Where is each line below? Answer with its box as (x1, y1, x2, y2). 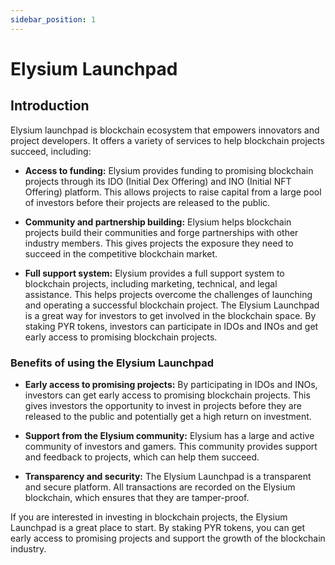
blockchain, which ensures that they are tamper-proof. (24, 491, 250, 503)
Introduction (10, 97, 90, 115)
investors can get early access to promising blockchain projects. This (24, 389, 311, 401)
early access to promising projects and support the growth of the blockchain (10, 532, 326, 544)
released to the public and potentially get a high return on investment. (24, 410, 312, 422)
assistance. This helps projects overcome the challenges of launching (24, 288, 313, 300)
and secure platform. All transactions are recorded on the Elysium (24, 481, 296, 493)
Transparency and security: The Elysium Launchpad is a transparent (24, 470, 312, 482)
